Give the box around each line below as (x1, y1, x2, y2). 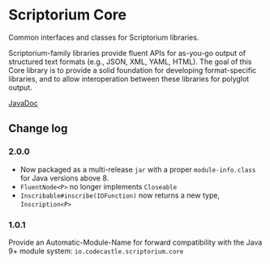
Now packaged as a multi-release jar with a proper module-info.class (19, 164, 256, 174)
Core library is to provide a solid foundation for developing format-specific (8, 65, 257, 75)
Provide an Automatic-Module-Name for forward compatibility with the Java (8, 237, 263, 247)
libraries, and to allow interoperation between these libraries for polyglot (8, 74, 250, 83)
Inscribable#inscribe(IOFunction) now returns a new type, (19, 190, 221, 200)
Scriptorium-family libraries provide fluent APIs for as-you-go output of (8, 48, 246, 57)
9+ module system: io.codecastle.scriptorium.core (8, 245, 184, 256)
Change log (8, 121, 68, 135)
